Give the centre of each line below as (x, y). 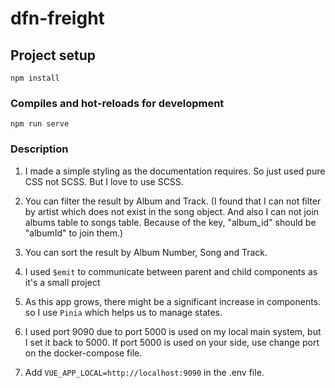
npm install (35, 78)
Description (39, 149)
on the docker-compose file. (83, 353)
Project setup (53, 55)
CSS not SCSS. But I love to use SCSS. (104, 181)
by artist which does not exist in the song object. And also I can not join (172, 211)
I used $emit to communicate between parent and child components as (171, 271)
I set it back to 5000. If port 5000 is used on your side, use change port (172, 342)
